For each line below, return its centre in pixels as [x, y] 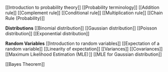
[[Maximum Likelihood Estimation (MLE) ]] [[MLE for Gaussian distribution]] [83, 54]
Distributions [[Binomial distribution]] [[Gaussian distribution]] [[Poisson [81, 28]
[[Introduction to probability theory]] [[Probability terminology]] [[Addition [82, 7]
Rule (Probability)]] [25, 18]
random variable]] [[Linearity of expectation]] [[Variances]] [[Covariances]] [84, 49]
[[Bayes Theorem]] [25, 64]
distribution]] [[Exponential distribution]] [47, 33]
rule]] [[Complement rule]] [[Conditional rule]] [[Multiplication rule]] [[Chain [84, 13]
